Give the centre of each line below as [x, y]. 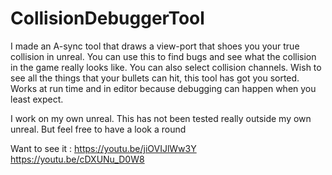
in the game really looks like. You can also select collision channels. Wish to [166, 67]
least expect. [37, 99]
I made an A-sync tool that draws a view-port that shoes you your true [155, 46]
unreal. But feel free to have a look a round [98, 129]
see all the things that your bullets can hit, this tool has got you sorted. [155, 78]
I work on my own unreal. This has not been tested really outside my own [161, 118]
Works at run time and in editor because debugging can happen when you [163, 88]
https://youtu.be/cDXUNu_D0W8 [77, 159]
